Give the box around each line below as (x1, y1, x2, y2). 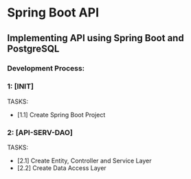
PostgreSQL (7, 43, 60, 54)
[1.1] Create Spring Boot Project (16, 110, 106, 119)
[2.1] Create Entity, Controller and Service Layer (16, 156, 152, 165)
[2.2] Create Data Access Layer (16, 164, 106, 172)
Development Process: (7, 63, 85, 73)
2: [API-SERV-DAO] (7, 128, 74, 137)
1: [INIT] (7, 82, 34, 91)
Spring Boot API (7, 5, 100, 21)
